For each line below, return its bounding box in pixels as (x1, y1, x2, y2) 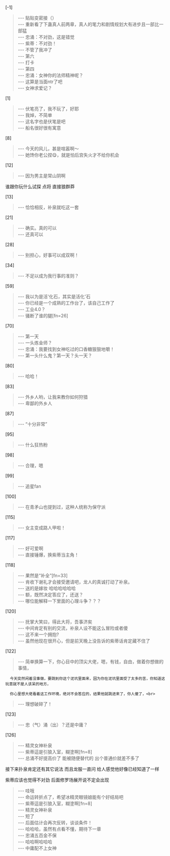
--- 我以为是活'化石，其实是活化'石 (17, 293, 91, 299)
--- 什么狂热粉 (17, 442, 48, 448)
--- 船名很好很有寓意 (17, 125, 62, 131)
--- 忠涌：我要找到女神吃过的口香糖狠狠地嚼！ (17, 346, 115, 352)
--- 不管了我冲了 (17, 47, 52, 53)
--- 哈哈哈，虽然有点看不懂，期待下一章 (17, 826, 102, 832)
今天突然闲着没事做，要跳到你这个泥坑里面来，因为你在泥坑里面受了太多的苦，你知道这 (10, 676, 165, 681)
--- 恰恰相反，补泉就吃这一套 (17, 204, 79, 210)
